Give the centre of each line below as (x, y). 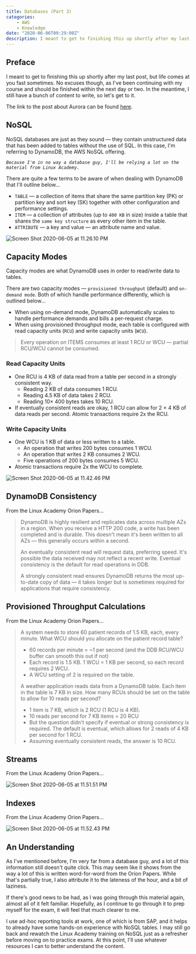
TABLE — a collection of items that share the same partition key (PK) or (99, 196)
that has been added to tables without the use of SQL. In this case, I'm (91, 145)
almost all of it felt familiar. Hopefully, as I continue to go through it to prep (95, 904)
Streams (22, 759)
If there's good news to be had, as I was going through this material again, (95, 898)
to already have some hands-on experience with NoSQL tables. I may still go (98, 928)
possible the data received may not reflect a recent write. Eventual (100, 558)
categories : (20, 17)
